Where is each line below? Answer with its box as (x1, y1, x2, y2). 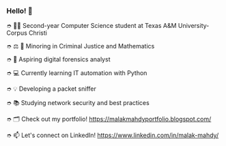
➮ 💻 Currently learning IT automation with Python (6, 69, 147, 77)
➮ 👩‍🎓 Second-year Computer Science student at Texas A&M (6, 22, 177, 30)
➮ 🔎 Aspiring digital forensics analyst (6, 55, 111, 63)
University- (178, 22, 210, 30)
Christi (29, 29, 47, 37)
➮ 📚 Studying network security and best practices (6, 99, 150, 107)
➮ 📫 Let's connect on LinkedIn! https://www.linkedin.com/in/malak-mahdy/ (6, 131, 219, 139)
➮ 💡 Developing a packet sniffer (6, 85, 97, 93)
